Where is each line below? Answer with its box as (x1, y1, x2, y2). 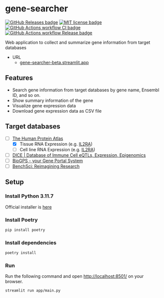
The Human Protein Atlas (12, 135, 63, 141)
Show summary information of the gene (12, 97, 93, 103)
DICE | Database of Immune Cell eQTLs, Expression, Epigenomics (12, 152, 146, 158)
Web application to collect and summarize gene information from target (5, 39, 151, 45)
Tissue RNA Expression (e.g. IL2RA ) (19, 141, 93, 147)
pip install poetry (5, 227, 45, 232)
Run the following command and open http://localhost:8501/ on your (5, 273, 144, 279)
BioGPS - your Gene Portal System (12, 158, 83, 164)
